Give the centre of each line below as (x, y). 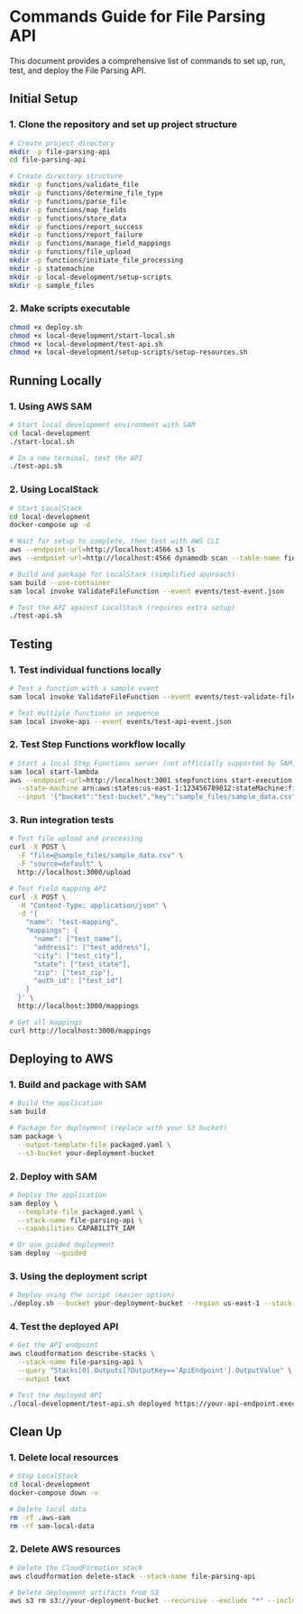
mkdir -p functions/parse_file (68, 201)
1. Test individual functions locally (86, 670)
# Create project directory (62, 143)
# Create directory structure (66, 176)
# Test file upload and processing (76, 839)
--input (32, 797)
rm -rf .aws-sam (40, 1517)
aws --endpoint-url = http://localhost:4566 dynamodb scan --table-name (145, 558)
